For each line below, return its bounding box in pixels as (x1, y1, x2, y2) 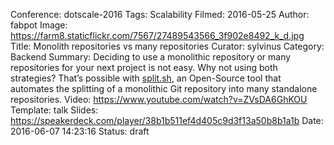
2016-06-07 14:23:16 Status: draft (10, 125, 150, 137)
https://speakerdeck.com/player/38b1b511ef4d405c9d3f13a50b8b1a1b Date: (10, 115, 324, 126)
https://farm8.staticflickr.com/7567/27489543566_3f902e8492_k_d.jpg (10, 30, 305, 41)
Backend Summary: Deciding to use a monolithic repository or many (10, 51, 292, 63)
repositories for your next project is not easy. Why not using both (10, 62, 278, 73)
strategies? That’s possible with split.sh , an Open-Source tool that (10, 72, 282, 84)
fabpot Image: (10, 19, 68, 31)
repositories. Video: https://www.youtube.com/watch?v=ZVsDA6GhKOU (10, 94, 308, 105)
